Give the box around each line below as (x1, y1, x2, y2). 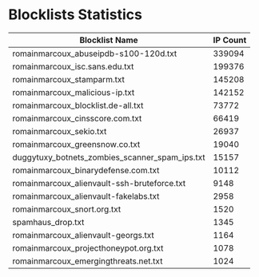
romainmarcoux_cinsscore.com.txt (12, 113, 142, 124)
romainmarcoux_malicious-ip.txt (12, 86, 135, 97)
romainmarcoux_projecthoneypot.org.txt (12, 242, 164, 253)
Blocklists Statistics (8, 6, 142, 24)
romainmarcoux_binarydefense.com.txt (12, 164, 160, 176)
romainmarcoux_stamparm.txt (12, 73, 126, 85)
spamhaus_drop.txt (12, 216, 85, 228)
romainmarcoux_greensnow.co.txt (12, 138, 141, 149)
